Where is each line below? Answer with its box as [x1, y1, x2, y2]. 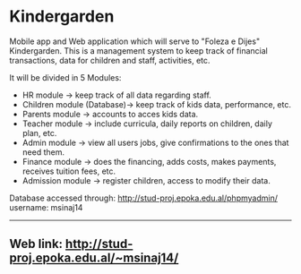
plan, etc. [21, 127, 57, 138]
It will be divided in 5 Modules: [9, 72, 122, 82]
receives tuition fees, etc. [21, 166, 116, 176]
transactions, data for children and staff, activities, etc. [9, 55, 211, 65]
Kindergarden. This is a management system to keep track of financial [9, 45, 269, 56]
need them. [21, 146, 65, 158]
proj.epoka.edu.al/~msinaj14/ [9, 251, 179, 266]
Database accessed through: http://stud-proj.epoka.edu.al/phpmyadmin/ [9, 193, 278, 203]
